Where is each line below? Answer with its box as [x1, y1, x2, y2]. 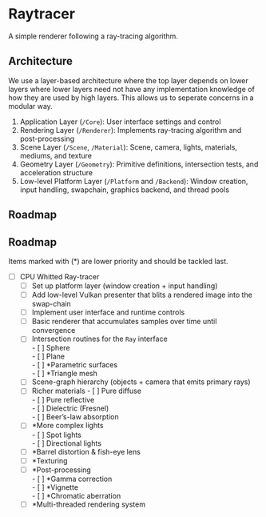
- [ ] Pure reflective [31, 395, 95, 405]
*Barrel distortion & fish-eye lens [31, 447, 141, 456]
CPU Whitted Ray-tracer [19, 271, 100, 281]
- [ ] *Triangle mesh [31, 369, 97, 379]
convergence [31, 326, 76, 335]
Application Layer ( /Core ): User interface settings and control [19, 117, 221, 126]
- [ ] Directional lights [31, 438, 102, 448]
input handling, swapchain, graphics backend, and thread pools [19, 185, 230, 194]
